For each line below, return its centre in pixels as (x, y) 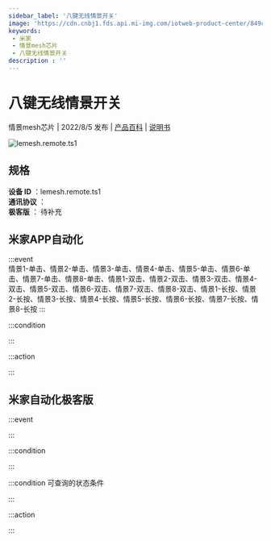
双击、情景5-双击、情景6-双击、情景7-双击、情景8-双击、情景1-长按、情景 (132, 289)
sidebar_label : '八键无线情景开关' (63, 16)
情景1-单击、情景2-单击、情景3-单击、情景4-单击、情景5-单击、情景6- (126, 269)
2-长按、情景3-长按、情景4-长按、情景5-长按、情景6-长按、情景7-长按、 (130, 299)
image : (19, 23)
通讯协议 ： (27, 202)
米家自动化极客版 (51, 400)
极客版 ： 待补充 (35, 211)
